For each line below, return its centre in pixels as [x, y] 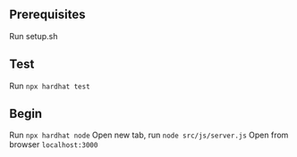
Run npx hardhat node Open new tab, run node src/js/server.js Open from [149, 135]
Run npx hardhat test [50, 86]
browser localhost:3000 [54, 145]
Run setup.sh [34, 36]
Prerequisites [47, 15]
